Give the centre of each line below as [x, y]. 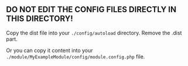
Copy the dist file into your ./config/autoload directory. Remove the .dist [94, 33]
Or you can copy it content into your [49, 50]
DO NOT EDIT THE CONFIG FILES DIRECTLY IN [91, 10]
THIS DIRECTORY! [40, 19]
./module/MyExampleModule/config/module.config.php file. [76, 56]
